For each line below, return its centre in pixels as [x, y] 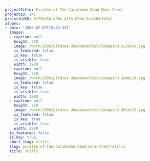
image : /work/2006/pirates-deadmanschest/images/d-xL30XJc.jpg [80, 46]
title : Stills [24, 151]
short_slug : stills [29, 142]
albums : [13, 23]
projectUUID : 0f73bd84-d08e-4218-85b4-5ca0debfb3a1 [59, 19]
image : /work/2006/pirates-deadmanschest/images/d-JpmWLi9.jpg [80, 78]
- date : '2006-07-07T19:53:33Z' [38, 28]
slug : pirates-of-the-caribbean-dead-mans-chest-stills [67, 147]
